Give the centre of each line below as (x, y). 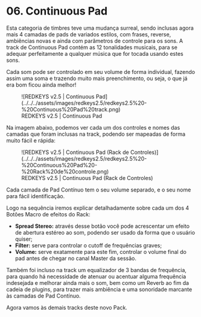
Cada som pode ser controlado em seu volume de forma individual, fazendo (101, 72)
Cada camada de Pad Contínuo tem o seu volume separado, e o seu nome (99, 190)
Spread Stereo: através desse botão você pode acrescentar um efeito (102, 226)
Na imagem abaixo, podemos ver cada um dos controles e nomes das (93, 127)
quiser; (24, 239)
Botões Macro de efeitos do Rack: (48, 214)
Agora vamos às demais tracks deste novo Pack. (67, 307)
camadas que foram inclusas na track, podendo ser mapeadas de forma (96, 134)
